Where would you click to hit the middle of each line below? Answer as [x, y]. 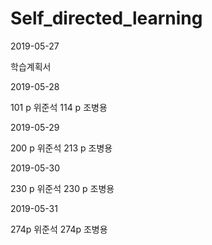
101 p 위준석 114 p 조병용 [59, 107]
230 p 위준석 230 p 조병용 [62, 188]
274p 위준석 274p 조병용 [59, 229]
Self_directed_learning [106, 18]
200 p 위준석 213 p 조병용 [61, 148]
